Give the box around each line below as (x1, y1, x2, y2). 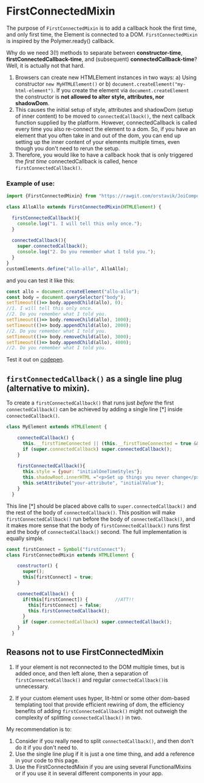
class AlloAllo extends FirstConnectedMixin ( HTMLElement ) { (6, 204, 162, 210)
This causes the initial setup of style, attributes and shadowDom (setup (15, 106, 194, 113)
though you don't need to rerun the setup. (15, 145, 120, 152)
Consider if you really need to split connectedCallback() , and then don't (15, 737, 194, 745)
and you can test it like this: (6, 276, 75, 284)
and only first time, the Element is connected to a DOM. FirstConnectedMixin (6, 30, 198, 38)
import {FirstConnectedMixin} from (6, 193, 97, 199)
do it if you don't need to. (15, 744, 79, 751)
